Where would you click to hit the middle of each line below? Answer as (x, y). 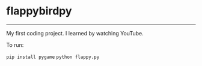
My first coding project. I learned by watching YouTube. (75, 33)
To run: (15, 45)
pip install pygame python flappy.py (53, 57)
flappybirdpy (39, 11)
